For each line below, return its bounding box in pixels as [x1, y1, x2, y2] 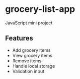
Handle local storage [12, 63, 55, 69]
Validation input [12, 68, 45, 74]
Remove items [12, 58, 42, 64]
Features [5, 34, 33, 42]
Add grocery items [12, 47, 51, 53]
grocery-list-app [5, 3, 76, 15]
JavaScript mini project [5, 20, 53, 26]
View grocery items [12, 52, 53, 58]
